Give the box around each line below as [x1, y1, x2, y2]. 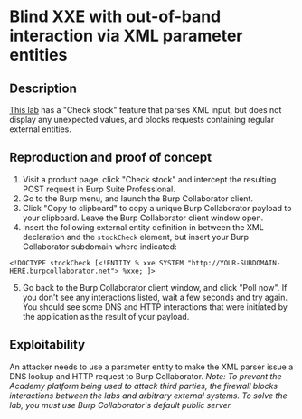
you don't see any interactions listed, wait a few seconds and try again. [22, 292, 288, 303]
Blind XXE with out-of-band [9, 6, 222, 27]
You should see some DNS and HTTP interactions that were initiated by [22, 301, 288, 312]
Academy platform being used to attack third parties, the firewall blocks [9, 380, 278, 391]
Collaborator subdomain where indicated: [22, 241, 178, 252]
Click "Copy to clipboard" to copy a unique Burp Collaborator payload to [22, 202, 292, 213]
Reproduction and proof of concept [9, 150, 212, 165]
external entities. [9, 124, 72, 135]
